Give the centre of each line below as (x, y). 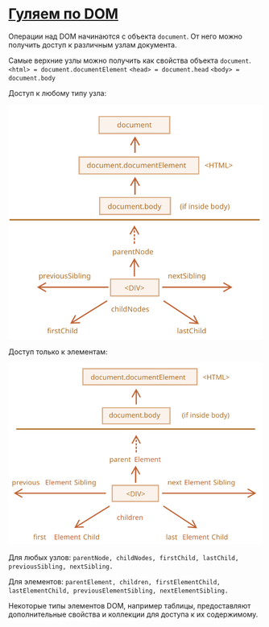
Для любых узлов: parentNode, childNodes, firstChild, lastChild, (124, 558)
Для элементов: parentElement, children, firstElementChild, (115, 582)
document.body (32, 78)
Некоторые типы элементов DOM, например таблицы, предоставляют (130, 606)
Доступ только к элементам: (58, 352)
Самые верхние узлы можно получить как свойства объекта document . (130, 60)
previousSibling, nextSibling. (61, 567)
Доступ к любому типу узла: (58, 93)
